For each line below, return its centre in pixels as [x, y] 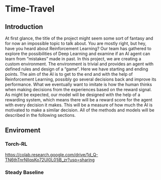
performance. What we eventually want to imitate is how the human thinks [79, 84]
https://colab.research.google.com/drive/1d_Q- [52, 154]
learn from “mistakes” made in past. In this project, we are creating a [73, 59]
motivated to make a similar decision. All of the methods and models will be [80, 110]
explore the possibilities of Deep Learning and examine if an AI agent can [78, 54]
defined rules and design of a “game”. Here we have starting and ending [77, 69]
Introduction [24, 27]
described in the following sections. [40, 115]
